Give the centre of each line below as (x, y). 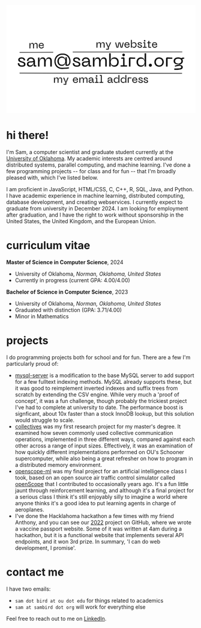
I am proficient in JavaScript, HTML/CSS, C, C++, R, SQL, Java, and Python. (100, 189)
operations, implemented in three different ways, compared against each (105, 439)
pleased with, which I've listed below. (52, 177)
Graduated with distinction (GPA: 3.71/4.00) (68, 310)
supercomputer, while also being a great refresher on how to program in (104, 458)
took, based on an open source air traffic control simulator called (95, 478)
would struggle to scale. (45, 420)
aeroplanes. (29, 509)
